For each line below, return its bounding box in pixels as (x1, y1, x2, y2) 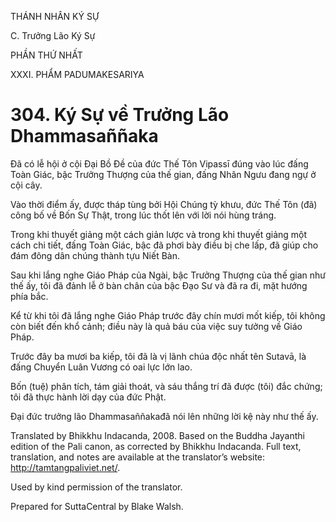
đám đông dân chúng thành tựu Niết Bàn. (10, 249, 181, 261)
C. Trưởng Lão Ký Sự (10, 30, 96, 41)
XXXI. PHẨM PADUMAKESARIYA (10, 69, 145, 80)
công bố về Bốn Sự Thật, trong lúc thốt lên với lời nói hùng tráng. (10, 209, 277, 221)
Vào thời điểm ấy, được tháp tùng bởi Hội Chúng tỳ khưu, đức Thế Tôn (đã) (10, 198, 318, 210)
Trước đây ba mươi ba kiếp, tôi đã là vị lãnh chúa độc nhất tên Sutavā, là (10, 350, 307, 362)
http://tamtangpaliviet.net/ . (10, 461, 121, 473)
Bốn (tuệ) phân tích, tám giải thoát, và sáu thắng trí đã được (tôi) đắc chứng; (10, 380, 323, 392)
